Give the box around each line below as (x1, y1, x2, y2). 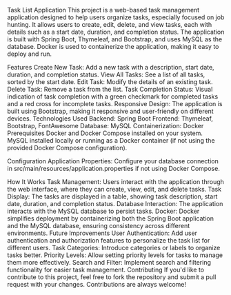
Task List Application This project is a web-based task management (7, 6, 200, 14)
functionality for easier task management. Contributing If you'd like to (7, 265, 205, 274)
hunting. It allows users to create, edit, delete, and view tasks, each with (7, 21, 212, 28)
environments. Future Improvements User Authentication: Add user (7, 229, 198, 237)
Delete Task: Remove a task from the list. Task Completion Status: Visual (7, 85, 213, 93)
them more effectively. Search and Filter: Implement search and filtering (7, 258, 212, 266)
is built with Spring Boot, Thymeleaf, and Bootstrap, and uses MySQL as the (7, 35, 223, 43)
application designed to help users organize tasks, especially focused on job (7, 13, 225, 21)
